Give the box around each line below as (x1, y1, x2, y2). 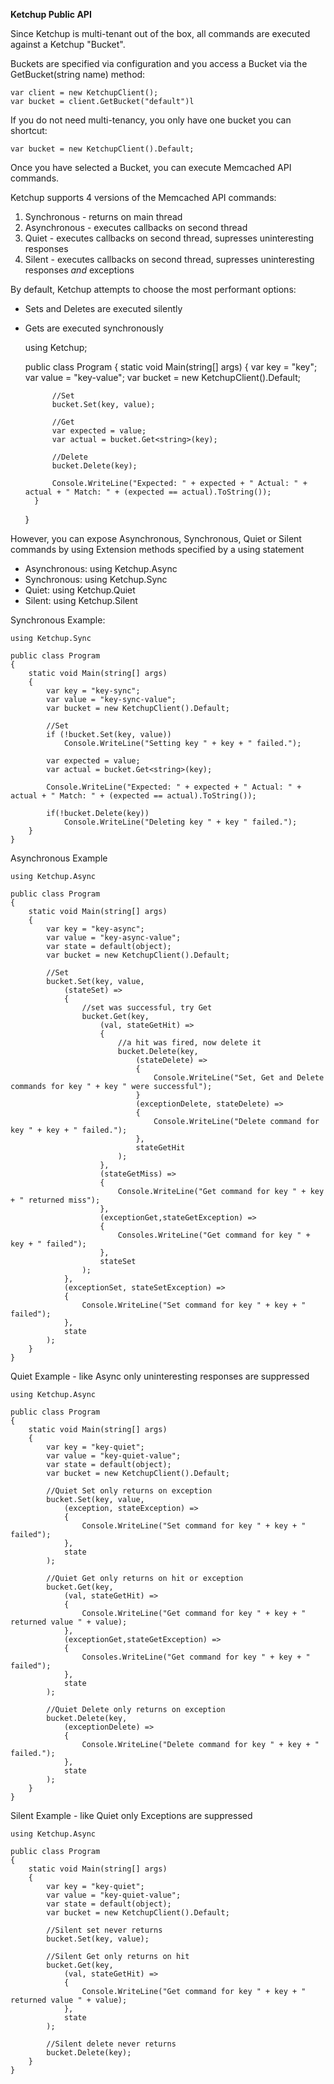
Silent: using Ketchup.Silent (24, 595, 138, 606)
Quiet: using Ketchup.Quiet (24, 584, 136, 596)
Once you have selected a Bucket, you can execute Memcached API (10, 162, 292, 173)
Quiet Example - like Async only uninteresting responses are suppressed (10, 1370, 310, 1382)
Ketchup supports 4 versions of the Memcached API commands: (10, 192, 277, 203)
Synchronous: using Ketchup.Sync (24, 574, 168, 585)
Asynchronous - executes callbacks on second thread (24, 222, 248, 233)
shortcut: (10, 125, 48, 136)
